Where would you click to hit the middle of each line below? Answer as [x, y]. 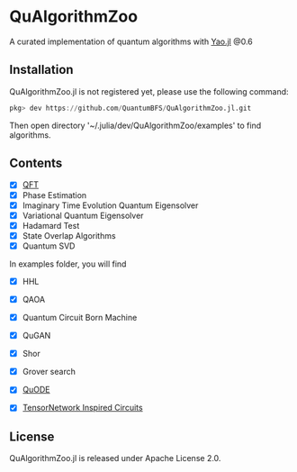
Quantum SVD [49, 246]
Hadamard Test [51, 225]
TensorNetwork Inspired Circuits [82, 408]
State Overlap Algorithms [69, 235]
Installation [41, 70]
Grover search [49, 372]
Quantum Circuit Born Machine [80, 318]
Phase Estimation [54, 195]
